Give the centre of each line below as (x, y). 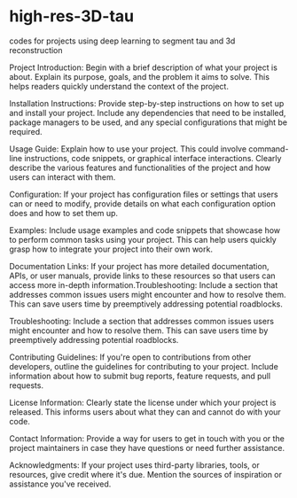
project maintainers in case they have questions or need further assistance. (147, 447)
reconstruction (36, 50)
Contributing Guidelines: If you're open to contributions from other (130, 357)
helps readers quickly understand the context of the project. (119, 86)
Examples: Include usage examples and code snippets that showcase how (145, 230)
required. (26, 131)
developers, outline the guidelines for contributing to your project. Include (144, 366)
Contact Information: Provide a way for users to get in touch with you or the (147, 438)
